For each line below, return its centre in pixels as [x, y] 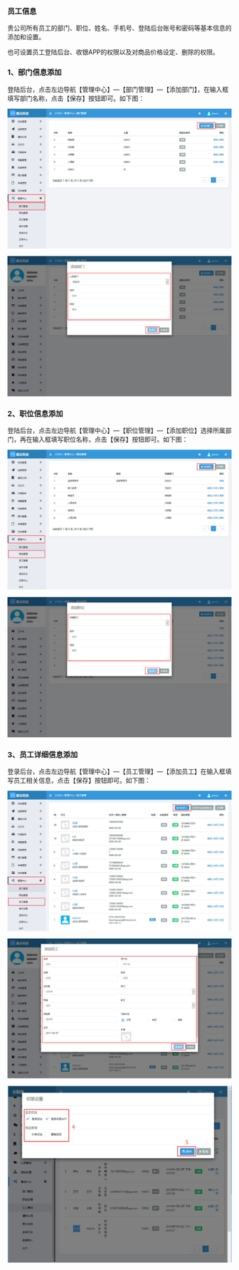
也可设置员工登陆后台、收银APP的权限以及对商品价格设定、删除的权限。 [113, 52]
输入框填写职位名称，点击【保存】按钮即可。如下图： [110, 439]
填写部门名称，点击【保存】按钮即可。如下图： [76, 98]
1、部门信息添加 [34, 73]
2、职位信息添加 [35, 413]
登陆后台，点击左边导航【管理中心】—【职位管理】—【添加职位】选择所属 [116, 430]
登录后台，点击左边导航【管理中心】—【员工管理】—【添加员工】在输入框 [116, 771]
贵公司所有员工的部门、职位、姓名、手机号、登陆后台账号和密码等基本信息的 [119, 28]
